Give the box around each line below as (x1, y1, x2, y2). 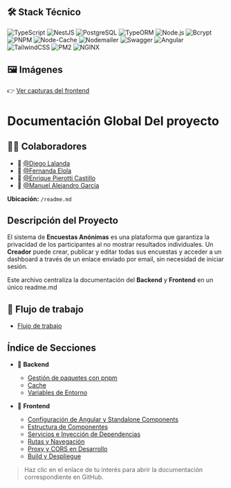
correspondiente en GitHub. (24, 473, 104, 481)
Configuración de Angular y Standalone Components (27, 415, 178, 424)
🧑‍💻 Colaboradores (7, 141, 87, 152)
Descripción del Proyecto (7, 215, 119, 227)
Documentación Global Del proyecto (7, 113, 219, 129)
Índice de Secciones (7, 342, 97, 354)
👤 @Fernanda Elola (17, 166, 72, 175)
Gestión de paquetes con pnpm (27, 374, 118, 382)
